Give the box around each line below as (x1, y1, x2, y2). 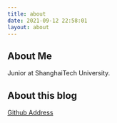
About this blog (7, 90, 77, 102)
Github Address (7, 108, 54, 117)
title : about (7, 10, 46, 18)
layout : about (7, 23, 50, 31)
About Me (7, 50, 52, 62)
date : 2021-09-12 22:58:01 (7, 17, 88, 24)
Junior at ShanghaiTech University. (7, 69, 111, 77)
